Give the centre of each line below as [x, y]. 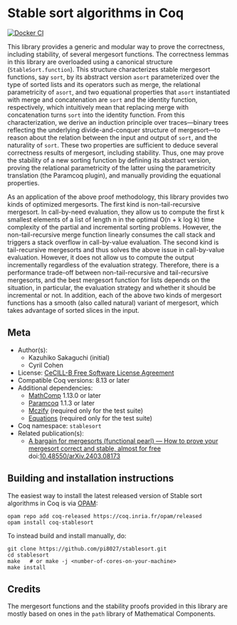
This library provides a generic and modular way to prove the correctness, [116, 46]
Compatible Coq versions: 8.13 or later [74, 380]
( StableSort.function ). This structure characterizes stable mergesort [109, 69]
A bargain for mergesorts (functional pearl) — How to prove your [123, 440]
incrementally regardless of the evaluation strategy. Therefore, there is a [113, 264]
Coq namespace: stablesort [59, 425]
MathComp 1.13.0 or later [65, 395]
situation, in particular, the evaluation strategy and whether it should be [111, 287]
